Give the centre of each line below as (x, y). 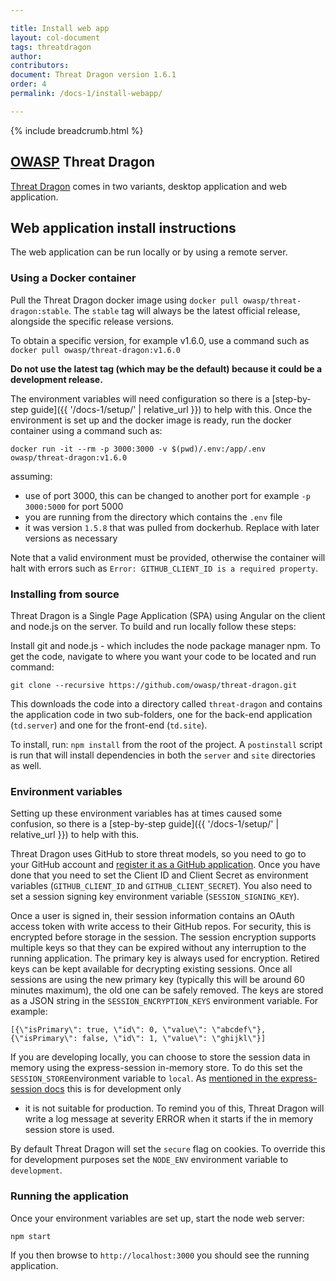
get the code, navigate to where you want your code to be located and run (163, 656)
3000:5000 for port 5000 (74, 506)
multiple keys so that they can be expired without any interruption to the (158, 948)
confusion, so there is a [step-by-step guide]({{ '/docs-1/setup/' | (145, 824)
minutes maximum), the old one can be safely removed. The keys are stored (167, 990)
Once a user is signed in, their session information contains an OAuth (152, 916)
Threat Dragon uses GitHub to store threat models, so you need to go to (158, 854)
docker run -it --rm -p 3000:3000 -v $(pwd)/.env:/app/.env (138, 449)
